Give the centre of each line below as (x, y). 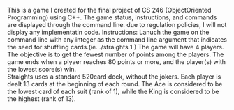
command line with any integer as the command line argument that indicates (117, 40)
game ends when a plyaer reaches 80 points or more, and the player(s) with (116, 62)
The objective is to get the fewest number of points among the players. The (116, 54)
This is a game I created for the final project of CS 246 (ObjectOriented (109, 10)
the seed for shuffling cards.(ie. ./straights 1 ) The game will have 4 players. (116, 47)
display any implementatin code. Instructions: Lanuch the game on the (108, 32)
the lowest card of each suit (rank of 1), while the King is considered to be (113, 91)
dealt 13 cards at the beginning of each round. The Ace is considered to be (115, 84)
